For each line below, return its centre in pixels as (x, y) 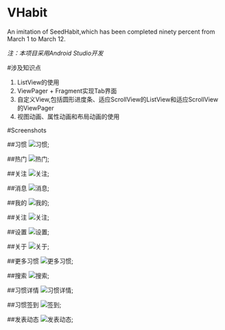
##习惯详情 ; (40, 290)
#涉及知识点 (24, 67)
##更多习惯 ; (40, 261)
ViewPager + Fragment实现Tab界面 (67, 91)
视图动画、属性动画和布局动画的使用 (68, 116)
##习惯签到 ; (34, 305)
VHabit (27, 13)
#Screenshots (27, 130)
